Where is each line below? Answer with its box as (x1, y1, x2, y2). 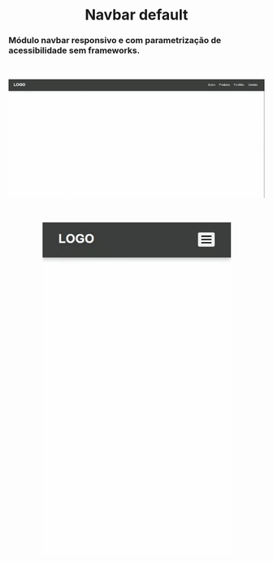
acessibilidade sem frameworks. (8, 45, 141, 56)
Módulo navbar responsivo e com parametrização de (8, 35, 222, 46)
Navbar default (84, 6, 188, 24)
